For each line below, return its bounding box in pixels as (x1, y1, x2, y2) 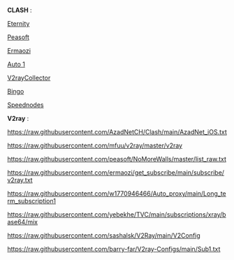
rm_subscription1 (7, 197, 56, 205)
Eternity (7, 20, 30, 27)
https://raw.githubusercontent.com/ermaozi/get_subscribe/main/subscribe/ (7, 168, 225, 177)
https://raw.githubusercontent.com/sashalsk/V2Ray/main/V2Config (7, 231, 200, 240)
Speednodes (7, 101, 44, 109)
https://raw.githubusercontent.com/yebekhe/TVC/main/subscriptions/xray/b (7, 210, 226, 219)
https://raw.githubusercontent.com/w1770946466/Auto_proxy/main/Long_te (7, 189, 226, 198)
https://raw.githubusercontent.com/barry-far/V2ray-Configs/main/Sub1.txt (7, 245, 221, 253)
